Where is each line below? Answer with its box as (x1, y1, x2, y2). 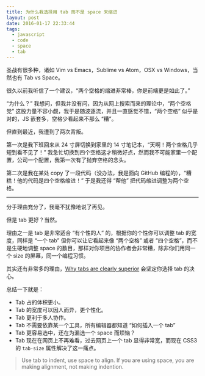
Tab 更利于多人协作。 (15, 314, 70, 321)
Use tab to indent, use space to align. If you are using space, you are (21, 356, 195, 364)
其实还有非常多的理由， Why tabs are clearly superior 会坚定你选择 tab (6, 265, 183, 272)
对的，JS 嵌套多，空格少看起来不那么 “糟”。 (6, 115, 117, 122)
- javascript (12, 32, 45, 38)
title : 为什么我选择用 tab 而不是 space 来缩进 (6, 9, 118, 15)
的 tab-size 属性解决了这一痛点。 (15, 344, 99, 352)
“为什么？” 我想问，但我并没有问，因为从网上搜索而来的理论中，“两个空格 (6, 99, 192, 107)
